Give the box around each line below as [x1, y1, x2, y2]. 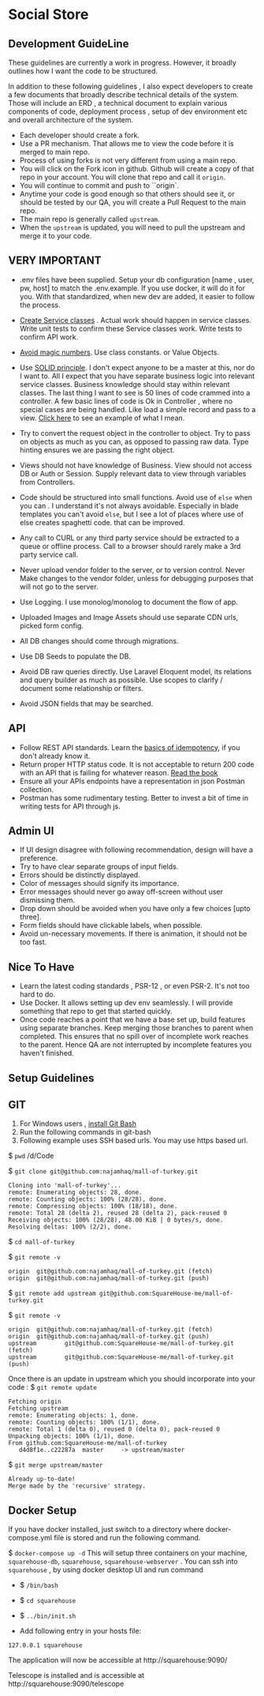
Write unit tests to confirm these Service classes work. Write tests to [19, 324, 243, 333]
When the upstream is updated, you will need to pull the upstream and [19, 223, 246, 232]
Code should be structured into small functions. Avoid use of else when [19, 492, 253, 502]
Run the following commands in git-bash [19, 1128, 151, 1137]
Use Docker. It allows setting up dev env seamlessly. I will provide [19, 998, 233, 1007]
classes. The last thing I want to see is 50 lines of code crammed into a [19, 388, 251, 397]
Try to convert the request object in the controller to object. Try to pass [19, 428, 251, 437]
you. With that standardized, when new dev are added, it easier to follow [19, 291, 255, 301]
